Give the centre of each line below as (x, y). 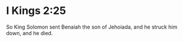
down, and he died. (30, 33)
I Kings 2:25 (36, 11)
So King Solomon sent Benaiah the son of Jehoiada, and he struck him (92, 27)
